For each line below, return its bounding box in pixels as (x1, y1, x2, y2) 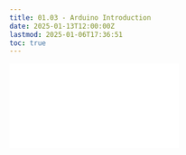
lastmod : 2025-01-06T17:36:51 (9, 30, 124, 39)
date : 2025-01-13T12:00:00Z (9, 22, 116, 31)
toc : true (9, 38, 47, 48)
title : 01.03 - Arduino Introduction (9, 13, 152, 23)
